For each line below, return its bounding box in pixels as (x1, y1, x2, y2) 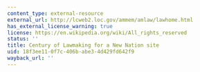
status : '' (7, 36, 39, 43)
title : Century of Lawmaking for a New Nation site (7, 42, 159, 49)
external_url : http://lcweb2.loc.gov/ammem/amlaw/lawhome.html (7, 16, 194, 23)
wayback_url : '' (7, 55, 54, 62)
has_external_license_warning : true (7, 23, 113, 29)
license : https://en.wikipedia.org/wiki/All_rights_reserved (7, 29, 188, 36)
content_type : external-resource (7, 10, 104, 17)
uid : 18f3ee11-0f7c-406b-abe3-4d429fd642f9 (7, 49, 135, 56)
